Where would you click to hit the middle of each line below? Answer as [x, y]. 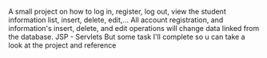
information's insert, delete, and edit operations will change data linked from [134, 28]
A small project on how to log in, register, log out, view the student [117, 12]
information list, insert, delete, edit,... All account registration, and [116, 20]
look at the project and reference [62, 45]
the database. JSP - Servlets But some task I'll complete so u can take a [127, 37]
